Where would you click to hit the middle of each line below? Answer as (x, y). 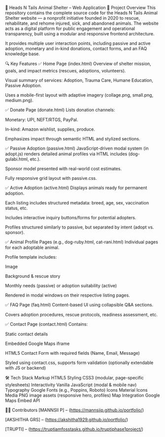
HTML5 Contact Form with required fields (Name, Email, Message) (73, 353)
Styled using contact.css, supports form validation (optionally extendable (79, 363)
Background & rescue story (33, 276)
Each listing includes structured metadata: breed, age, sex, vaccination (77, 203)
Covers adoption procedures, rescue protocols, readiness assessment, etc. (81, 315)
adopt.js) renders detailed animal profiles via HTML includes (66, 154)
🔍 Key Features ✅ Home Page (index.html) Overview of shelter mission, (78, 64)
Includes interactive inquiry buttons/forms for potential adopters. (71, 218)
